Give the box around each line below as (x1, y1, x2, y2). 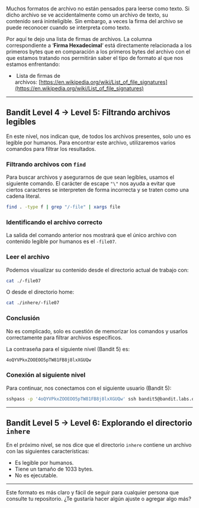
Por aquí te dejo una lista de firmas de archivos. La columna (6, 36, 152, 42)
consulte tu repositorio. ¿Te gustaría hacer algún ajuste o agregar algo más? (6, 496, 191, 503)
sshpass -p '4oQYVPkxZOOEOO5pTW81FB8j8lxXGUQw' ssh (6, 396, 136, 402)
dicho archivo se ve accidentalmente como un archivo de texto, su (6, 11, 168, 18)
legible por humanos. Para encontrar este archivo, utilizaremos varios (6, 139, 176, 146)
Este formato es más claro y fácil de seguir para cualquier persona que (6, 489, 179, 496)
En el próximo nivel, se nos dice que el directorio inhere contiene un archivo (6, 441, 192, 449)
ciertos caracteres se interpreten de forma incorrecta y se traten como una (6, 187, 190, 194)
